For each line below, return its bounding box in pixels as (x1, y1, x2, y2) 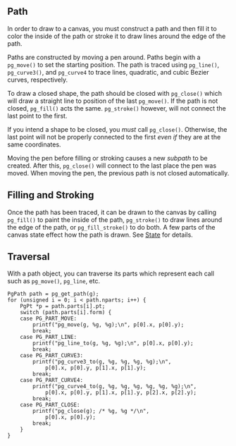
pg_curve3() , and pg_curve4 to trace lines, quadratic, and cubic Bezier (7, 68, 209, 76)
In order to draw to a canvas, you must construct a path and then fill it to (7, 24, 217, 32)
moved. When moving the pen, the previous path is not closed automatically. (7, 168, 230, 177)
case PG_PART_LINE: (20, 334, 77, 341)
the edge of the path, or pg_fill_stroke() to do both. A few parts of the (7, 223, 216, 231)
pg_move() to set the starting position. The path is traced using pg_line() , (7, 60, 220, 69)
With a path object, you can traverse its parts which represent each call (7, 269, 215, 278)
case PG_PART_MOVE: (20, 315, 77, 323)
